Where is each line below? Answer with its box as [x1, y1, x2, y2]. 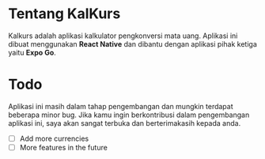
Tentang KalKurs [8, 5, 121, 23]
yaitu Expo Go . [8, 47, 57, 57]
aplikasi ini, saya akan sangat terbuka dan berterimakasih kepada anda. [8, 118, 241, 127]
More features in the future [19, 142, 108, 152]
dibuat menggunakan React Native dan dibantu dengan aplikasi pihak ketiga [8, 39, 257, 48]
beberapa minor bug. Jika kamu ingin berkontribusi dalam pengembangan [8, 110, 250, 119]
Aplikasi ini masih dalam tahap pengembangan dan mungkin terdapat [8, 101, 233, 111]
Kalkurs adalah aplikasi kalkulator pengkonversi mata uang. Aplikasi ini [8, 31, 238, 40]
